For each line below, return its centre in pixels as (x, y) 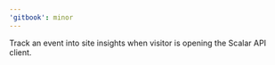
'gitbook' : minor (41, 17)
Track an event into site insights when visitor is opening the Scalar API (138, 43)
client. (20, 52)
